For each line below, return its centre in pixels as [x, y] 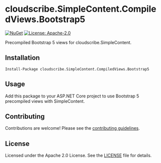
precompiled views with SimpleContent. [45, 101]
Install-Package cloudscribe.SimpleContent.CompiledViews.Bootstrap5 [77, 69]
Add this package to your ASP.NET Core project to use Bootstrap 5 [72, 96]
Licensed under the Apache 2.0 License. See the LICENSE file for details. [79, 156]
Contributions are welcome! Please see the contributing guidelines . [72, 128]
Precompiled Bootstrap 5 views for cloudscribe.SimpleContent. [68, 42]
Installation [22, 58]
